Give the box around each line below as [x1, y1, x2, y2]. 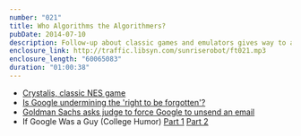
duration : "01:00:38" [9, 64, 90, 72]
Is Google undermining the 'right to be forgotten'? [21, 97, 206, 107]
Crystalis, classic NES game [21, 87, 126, 98]
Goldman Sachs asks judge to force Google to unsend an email [21, 106, 255, 117]
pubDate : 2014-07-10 [9, 30, 87, 38]
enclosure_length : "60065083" [9, 55, 123, 64]
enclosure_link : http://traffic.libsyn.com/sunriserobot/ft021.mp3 [9, 47, 267, 55]
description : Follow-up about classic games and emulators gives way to [9, 38, 287, 47]
